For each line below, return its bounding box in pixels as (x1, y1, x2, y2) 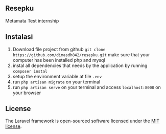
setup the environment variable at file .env (12, 73, 102, 79)
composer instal (12, 69, 48, 74)
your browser (12, 90, 41, 96)
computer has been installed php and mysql (12, 57, 105, 63)
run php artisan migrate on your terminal (12, 79, 101, 85)
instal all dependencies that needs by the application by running (12, 62, 148, 69)
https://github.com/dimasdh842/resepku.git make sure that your (12, 51, 150, 58)
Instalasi (5, 33, 33, 41)
